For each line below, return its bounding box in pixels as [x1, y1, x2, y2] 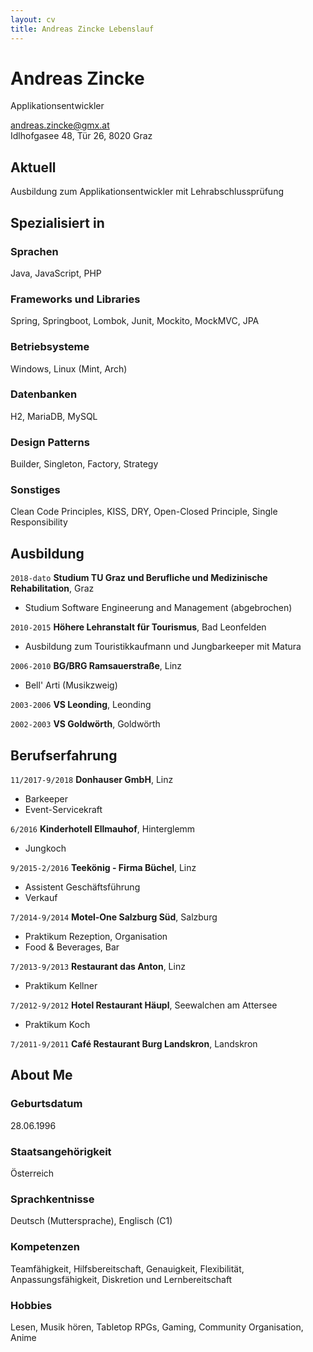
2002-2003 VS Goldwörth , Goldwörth [10, 718, 161, 730]
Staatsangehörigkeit [10, 1144, 112, 1158]
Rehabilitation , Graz [10, 582, 95, 595]
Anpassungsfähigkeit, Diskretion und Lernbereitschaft [10, 1273, 233, 1285]
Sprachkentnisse [10, 1192, 95, 1206]
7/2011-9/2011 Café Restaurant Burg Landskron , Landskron [10, 1038, 258, 1050]
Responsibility [10, 516, 68, 528]
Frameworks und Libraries [10, 292, 141, 306]
